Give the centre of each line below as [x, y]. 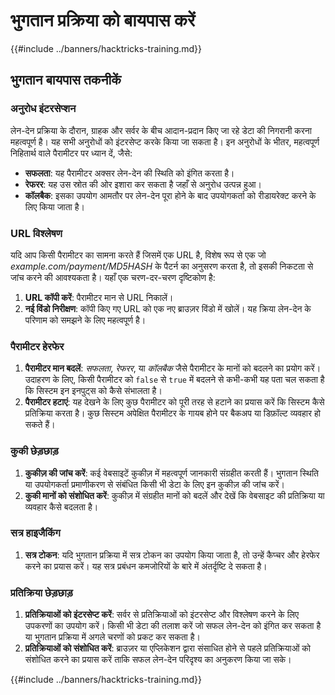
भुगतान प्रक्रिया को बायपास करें [103, 20]
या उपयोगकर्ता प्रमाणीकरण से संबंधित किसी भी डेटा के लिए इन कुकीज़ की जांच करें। [155, 484]
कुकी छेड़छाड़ [34, 451]
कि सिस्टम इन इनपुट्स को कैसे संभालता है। [93, 391]
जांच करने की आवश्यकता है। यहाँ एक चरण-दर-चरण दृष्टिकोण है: [113, 277]
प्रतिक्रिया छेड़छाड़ [41, 592]
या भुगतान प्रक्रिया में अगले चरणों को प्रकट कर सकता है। [112, 637]
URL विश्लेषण [36, 233]
